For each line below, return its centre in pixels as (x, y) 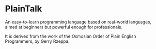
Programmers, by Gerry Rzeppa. (37, 41)
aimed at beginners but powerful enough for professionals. (64, 27)
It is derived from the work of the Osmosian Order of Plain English (71, 36)
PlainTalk (23, 9)
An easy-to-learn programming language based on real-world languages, (78, 22)
